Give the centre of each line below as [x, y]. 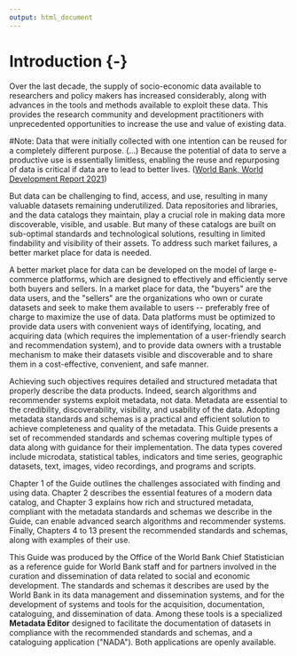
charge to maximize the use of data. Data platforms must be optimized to [142, 317]
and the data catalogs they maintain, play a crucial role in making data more [147, 215]
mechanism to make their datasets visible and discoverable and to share [141, 354]
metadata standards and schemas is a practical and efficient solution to [140, 419]
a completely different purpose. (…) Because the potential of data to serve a [148, 150]
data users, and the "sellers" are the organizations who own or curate [136, 297]
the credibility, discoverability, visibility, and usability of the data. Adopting [145, 409]
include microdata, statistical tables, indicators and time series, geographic [146, 456]
